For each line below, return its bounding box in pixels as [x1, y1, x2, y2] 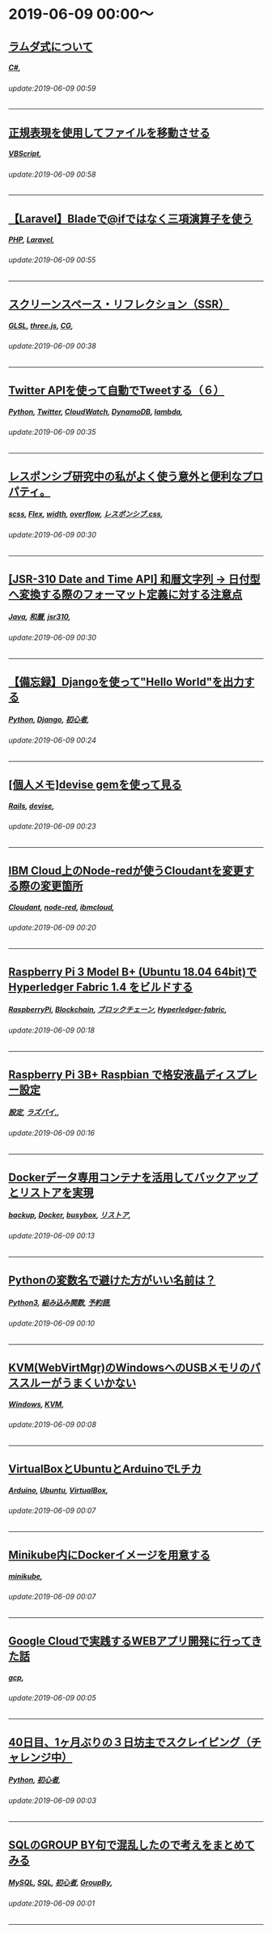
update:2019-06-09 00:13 [8, 1231, 96, 1241]
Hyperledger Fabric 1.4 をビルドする [8, 981, 193, 994]
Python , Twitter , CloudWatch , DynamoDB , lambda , [8, 407, 184, 417]
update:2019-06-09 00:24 [8, 735, 97, 745]
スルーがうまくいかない [19, 1376, 136, 1390]
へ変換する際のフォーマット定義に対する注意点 [8, 588, 243, 602]
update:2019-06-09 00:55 [8, 255, 96, 265]
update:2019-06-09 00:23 [8, 821, 97, 832]
